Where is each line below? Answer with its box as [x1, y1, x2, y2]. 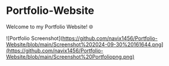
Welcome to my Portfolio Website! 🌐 [6, 23, 94, 30]
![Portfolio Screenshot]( [6, 35, 63, 42]
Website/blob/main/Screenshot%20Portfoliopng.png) [6, 53, 134, 60]
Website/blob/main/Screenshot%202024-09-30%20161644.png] [6, 41, 164, 47]
